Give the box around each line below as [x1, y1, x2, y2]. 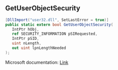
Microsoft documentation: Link [5, 59, 69, 65]
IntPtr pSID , [12, 36, 39, 41]
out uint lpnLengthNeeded [12, 45, 66, 51]
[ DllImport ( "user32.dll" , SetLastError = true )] [5, 17, 109, 22]
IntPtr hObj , [12, 27, 39, 32]
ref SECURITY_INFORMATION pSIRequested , [12, 31, 98, 37]
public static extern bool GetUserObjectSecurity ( [5, 22, 113, 27]
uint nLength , [12, 41, 42, 46]
